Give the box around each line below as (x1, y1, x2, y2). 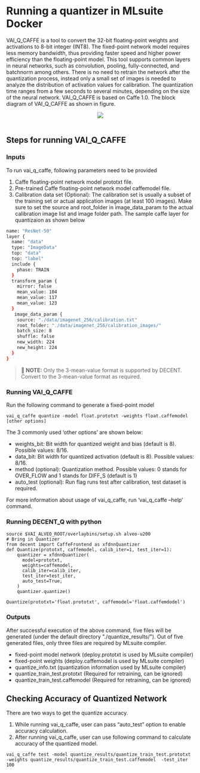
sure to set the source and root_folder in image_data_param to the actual (14, 203, 194, 210)
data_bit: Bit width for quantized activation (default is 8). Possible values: (14, 453, 194, 460)
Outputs (6, 613, 31, 621)
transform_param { (11, 278, 58, 284)
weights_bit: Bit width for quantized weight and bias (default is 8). (14, 440, 176, 447)
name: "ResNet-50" (6, 228, 52, 234)
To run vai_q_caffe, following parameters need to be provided (6, 166, 157, 174)
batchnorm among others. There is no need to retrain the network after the (6, 68, 190, 75)
